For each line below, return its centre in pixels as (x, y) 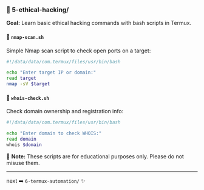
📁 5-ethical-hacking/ (38, 10)
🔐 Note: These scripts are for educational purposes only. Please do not (95, 156)
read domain (21, 139)
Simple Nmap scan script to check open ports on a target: (79, 51)
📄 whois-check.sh (28, 97)
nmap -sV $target (28, 84)
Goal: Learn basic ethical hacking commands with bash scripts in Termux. (99, 23)
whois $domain (24, 145)
